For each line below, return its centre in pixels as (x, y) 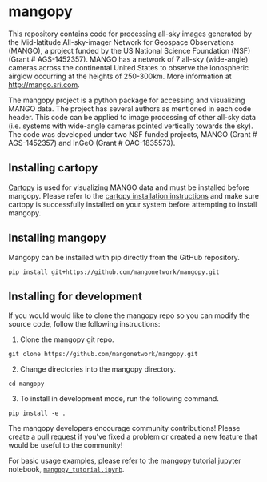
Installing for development (75, 296)
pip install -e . (37, 414)
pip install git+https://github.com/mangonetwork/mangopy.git (114, 272)
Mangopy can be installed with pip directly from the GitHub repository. (124, 257)
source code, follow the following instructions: (84, 324)
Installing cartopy (53, 168)
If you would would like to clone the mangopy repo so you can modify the (129, 315)
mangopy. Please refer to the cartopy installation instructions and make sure (134, 195)
